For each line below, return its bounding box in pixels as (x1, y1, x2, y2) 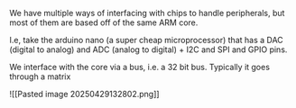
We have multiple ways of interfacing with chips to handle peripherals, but (9, 8, 285, 18)
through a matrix (9, 71, 71, 82)
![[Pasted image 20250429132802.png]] (9, 89, 160, 99)
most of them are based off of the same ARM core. (9, 17, 199, 28)
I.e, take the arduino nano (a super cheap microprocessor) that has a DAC (9, 35, 284, 45)
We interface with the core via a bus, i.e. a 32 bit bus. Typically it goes (9, 62, 271, 72)
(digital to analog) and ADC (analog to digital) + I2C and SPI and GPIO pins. (9, 44, 288, 55)
